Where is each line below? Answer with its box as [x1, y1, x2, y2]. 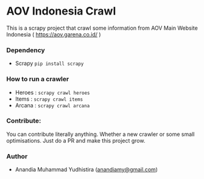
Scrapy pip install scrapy [15, 59, 84, 67]
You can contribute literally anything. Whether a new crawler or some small [6, 130, 195, 138]
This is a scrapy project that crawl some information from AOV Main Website [6, 24, 198, 32]
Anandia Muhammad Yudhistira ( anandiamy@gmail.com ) [15, 166, 158, 174]
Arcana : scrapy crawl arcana [15, 101, 90, 109]
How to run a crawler [6, 75, 69, 83]
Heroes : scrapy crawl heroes [15, 89, 90, 96]
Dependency [6, 46, 46, 54]
